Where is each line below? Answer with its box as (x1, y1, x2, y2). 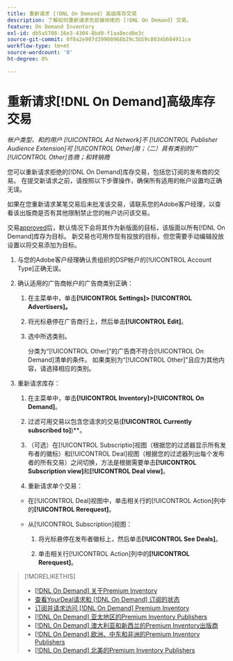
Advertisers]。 (27, 302, 72, 310)
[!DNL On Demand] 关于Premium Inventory (34, 586, 158, 595)
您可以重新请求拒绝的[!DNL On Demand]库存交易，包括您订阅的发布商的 (7, 168, 214, 176)
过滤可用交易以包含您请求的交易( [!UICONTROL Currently (27, 417, 193, 425)
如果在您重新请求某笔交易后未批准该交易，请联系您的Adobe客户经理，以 (7, 200, 216, 208)
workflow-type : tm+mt (7, 42, 70, 49)
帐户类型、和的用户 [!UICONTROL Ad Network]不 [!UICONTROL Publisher (7, 135, 218, 143)
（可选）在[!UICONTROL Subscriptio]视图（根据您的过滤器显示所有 (27, 440, 220, 449)
